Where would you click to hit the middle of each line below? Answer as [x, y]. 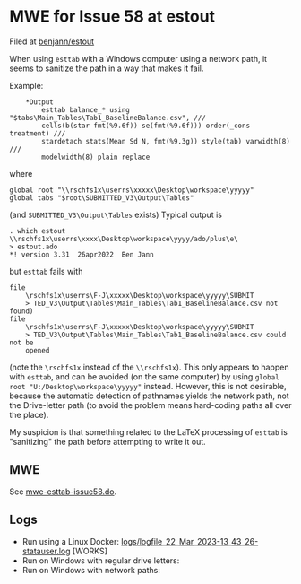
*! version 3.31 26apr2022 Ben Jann [82, 254]
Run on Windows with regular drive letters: [101, 560]
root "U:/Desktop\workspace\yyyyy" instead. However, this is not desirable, [148, 386]
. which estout [38, 231]
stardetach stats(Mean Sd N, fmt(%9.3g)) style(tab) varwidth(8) [166, 141]
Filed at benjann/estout [52, 41]
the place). [29, 414]
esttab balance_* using [86, 109]
